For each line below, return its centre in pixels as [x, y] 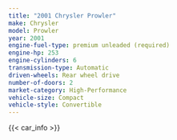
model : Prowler [34, 30]
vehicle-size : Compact [46, 98]
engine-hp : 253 [34, 53]
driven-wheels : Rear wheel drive [64, 75]
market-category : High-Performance [68, 90]
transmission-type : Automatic [59, 68]
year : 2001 [26, 38]
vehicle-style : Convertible [55, 105]
